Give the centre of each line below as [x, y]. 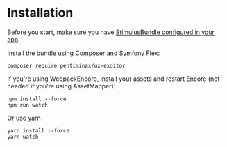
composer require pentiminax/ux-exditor [67, 65]
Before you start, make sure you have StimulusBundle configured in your [111, 32]
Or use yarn [24, 118]
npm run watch [28, 105]
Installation [40, 13]
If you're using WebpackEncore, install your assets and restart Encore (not [113, 79]
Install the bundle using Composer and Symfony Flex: [84, 53]
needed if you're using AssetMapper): [61, 86]
